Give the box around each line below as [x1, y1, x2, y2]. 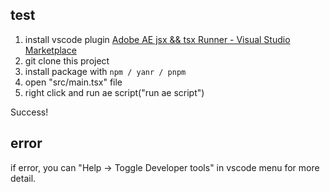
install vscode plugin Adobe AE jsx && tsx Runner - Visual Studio [24, 33, 291, 45]
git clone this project [24, 54, 110, 67]
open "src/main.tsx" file [24, 76, 123, 88]
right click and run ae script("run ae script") [24, 86, 205, 98]
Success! [10, 106, 49, 118]
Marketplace [24, 44, 77, 56]
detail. [10, 172, 37, 184]
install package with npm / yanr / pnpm [24, 65, 187, 77]
